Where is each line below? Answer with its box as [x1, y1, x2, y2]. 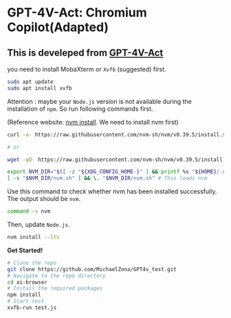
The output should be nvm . [7, 195, 81, 203]
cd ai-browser [7, 279, 48, 286]
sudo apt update [7, 78, 54, 85]
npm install [7, 291, 41, 299]
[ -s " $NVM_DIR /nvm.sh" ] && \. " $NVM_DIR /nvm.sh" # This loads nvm [7, 175, 208, 182]
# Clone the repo [7, 259, 57, 266]
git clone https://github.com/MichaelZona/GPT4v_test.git [7, 266, 177, 273]
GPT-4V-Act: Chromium [7, 5, 148, 21]
